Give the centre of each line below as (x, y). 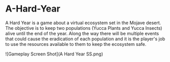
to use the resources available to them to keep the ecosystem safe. (76, 44)
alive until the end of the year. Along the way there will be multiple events (82, 33)
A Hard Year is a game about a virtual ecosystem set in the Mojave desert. (83, 23)
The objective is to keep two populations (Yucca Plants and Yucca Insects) (84, 28)
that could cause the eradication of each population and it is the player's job (85, 39)
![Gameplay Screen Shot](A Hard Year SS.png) (54, 54)
